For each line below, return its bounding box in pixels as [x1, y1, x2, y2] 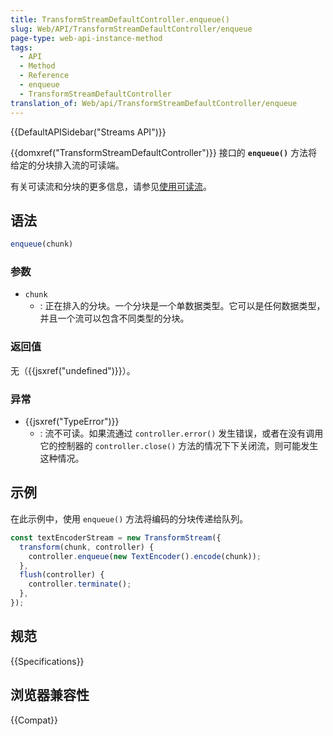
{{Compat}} [10, 714, 58, 726]
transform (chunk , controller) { [19, 542, 155, 552]
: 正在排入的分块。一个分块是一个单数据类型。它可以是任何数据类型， [39, 300, 326, 312]
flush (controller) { [19, 570, 105, 580]
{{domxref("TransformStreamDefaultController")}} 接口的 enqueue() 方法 [10, 146, 309, 158]
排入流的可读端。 [53, 159, 125, 171]
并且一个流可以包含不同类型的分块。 [39, 312, 190, 325]
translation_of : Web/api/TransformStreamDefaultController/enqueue [10, 98, 298, 108]
